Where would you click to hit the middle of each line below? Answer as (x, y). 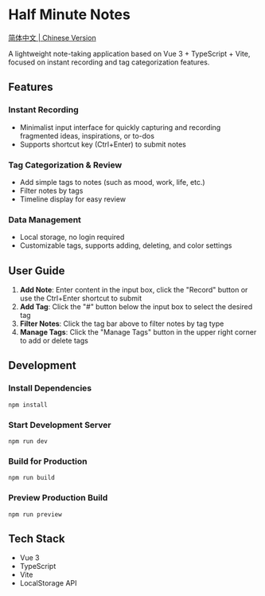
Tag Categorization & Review (65, 165)
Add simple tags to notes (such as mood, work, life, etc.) (112, 182)
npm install (28, 405)
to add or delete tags (54, 341)
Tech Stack (37, 539)
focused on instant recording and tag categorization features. (109, 62)
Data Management (45, 219)
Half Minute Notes (70, 15)
